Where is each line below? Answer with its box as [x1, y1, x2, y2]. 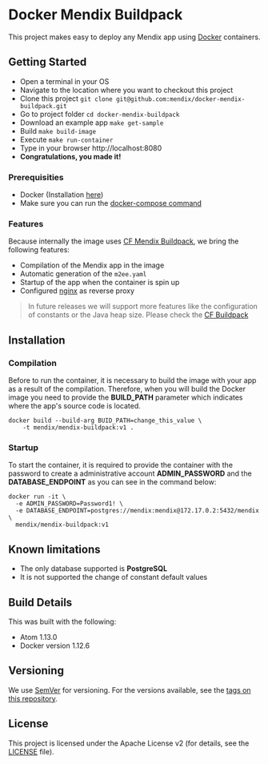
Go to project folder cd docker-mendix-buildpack [19, 109, 180, 119]
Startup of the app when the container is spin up [19, 278, 180, 288]
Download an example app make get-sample [19, 118, 164, 127]
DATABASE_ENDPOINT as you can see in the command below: [8, 477, 217, 487]
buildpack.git [19, 102, 67, 110]
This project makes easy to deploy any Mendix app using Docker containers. [8, 32, 261, 42]
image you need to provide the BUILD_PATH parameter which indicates [8, 392, 243, 402]
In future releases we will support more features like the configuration [27, 302, 258, 312]
